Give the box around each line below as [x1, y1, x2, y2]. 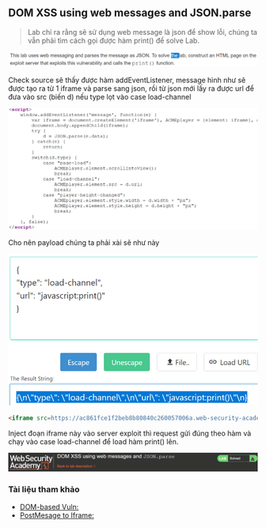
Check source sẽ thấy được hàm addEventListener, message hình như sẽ [8, 75, 246, 85]
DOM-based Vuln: [19, 502, 79, 511]
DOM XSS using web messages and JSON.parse [8, 6, 252, 20]
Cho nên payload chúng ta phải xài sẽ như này [8, 238, 160, 247]
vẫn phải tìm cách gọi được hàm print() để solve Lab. [27, 36, 200, 45]
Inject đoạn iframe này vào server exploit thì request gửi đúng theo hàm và [8, 428, 252, 438]
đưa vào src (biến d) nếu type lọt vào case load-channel [8, 92, 192, 101]
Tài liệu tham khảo [8, 484, 80, 495]
